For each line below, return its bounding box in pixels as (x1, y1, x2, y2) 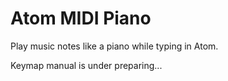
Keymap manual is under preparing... (10, 59, 163, 71)
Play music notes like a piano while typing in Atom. (10, 40, 219, 52)
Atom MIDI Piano (10, 7, 152, 30)
